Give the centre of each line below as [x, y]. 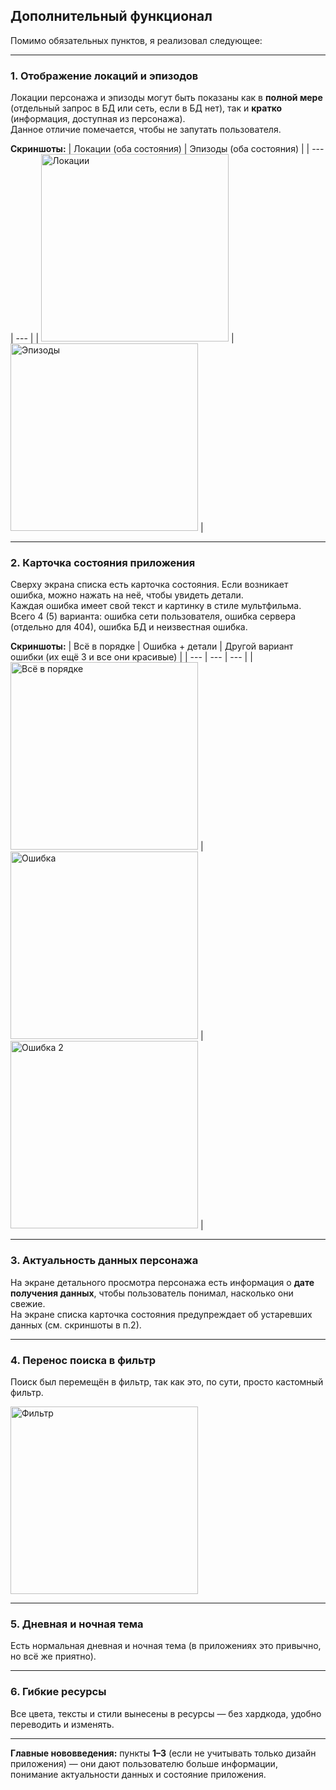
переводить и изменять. [62, 1724]
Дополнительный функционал [111, 16]
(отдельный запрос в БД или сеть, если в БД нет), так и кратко [146, 108]
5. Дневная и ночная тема [77, 1624]
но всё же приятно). [53, 1656]
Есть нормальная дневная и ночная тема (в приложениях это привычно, [166, 1646]
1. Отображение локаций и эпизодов [104, 76]
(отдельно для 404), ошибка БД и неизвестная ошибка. [129, 627]
